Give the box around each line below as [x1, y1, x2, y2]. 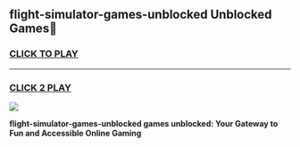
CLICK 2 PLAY [9, 81, 71, 94]
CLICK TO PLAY [9, 48, 79, 61]
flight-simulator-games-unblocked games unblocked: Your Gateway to [9, 118, 279, 128]
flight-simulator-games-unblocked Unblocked [9, 7, 272, 22]
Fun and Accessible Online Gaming [9, 127, 142, 138]
